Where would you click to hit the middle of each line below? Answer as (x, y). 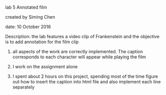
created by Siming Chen (30, 17)
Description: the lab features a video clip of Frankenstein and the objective (82, 36)
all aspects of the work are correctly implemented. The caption (78, 52)
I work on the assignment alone (45, 67)
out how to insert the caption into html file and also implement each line (87, 82)
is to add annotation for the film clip (42, 42)
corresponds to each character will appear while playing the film (79, 57)
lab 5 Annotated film (26, 7)
